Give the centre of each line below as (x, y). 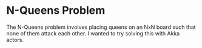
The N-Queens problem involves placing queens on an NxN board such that (101, 27)
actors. (15, 40)
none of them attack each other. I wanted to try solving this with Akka (93, 33)
